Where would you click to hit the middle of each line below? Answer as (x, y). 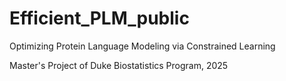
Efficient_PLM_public (99, 18)
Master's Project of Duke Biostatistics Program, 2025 (119, 65)
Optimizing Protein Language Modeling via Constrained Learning (142, 46)
